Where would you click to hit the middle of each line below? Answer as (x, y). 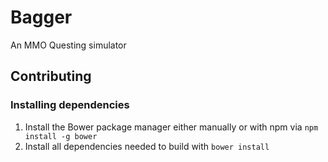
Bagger (41, 17)
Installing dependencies (70, 105)
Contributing (51, 76)
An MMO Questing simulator (68, 45)
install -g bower (61, 136)
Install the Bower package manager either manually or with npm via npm (171, 127)
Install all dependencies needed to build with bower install (147, 146)
